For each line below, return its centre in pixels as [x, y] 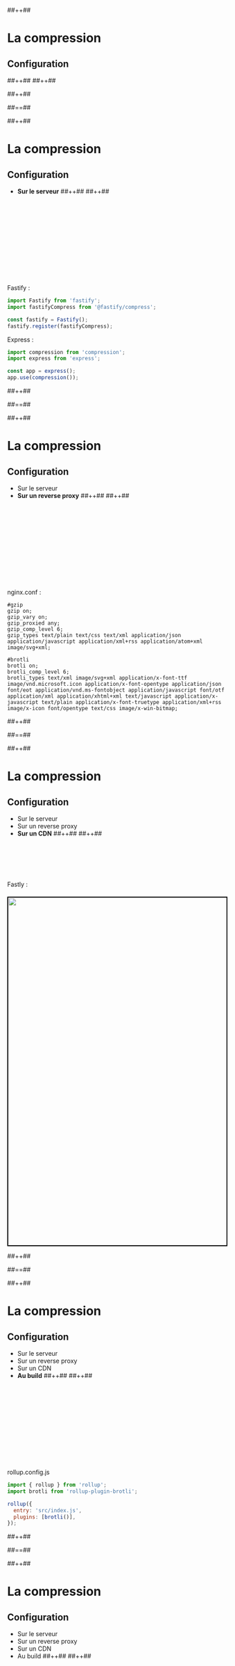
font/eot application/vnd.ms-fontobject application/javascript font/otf [116, 690]
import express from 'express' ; [54, 359]
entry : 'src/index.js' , [47, 1510]
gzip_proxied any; [34, 623]
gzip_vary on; [28, 617]
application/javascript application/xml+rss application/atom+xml [105, 641]
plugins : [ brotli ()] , [45, 1517]
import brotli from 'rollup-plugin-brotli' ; [72, 1491]
